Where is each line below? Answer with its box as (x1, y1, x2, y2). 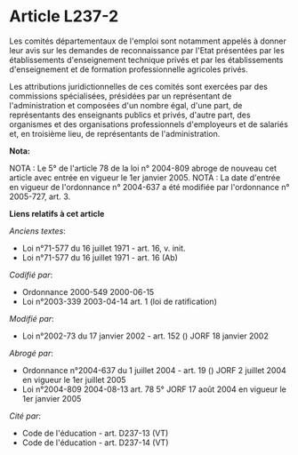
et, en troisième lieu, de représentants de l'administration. (9, 128, 221, 139)
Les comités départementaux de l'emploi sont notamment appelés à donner (9, 36, 287, 46)
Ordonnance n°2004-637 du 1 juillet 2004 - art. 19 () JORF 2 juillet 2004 (21, 364, 286, 375)
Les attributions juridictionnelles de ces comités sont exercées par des (9, 81, 269, 92)
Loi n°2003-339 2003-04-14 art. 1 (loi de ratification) (21, 296, 218, 307)
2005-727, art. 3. (9, 191, 71, 202)
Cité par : (9, 411, 42, 421)
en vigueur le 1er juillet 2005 (21, 374, 126, 385)
